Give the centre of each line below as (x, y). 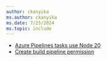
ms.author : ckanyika (32, 17)
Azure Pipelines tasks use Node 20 (58, 45)
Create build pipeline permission (54, 52)
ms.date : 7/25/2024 (30, 23)
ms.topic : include (29, 28)
